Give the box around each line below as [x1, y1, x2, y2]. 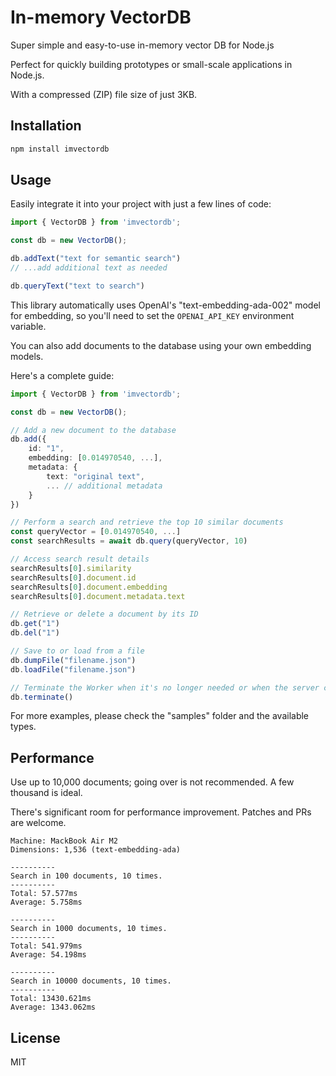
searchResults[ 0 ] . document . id [10, 572, 137, 583]
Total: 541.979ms [10, 941, 83, 951]
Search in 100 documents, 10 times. [10, 871, 163, 881]
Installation [10, 117, 82, 135]
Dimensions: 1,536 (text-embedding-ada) [10, 845, 182, 855]
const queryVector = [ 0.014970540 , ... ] [10, 527, 182, 537]
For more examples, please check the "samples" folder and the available [10, 710, 310, 722]
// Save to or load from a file [10, 646, 145, 656]
